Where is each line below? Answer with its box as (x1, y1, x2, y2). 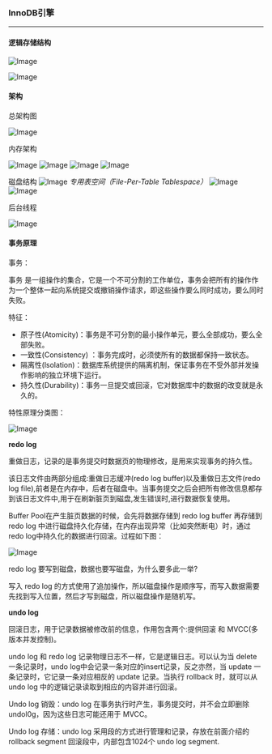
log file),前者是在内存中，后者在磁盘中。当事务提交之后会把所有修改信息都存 (8, 483, 263, 493)
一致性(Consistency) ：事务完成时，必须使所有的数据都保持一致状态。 (19, 350, 253, 360)
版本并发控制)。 (8, 634, 62, 644)
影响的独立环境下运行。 (27, 370, 106, 380)
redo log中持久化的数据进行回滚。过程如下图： (8, 530, 164, 540)
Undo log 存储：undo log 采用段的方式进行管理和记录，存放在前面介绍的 (8, 726, 249, 736)
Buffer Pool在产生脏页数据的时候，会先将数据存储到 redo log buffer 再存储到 (8, 510, 263, 520)
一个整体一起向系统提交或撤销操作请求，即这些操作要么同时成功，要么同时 (15, 285, 264, 295)
